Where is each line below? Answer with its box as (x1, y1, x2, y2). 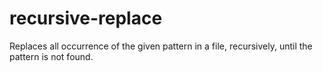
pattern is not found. (9, 50, 94, 62)
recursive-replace (9, 7, 163, 30)
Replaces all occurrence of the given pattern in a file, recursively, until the (9, 40, 313, 52)
